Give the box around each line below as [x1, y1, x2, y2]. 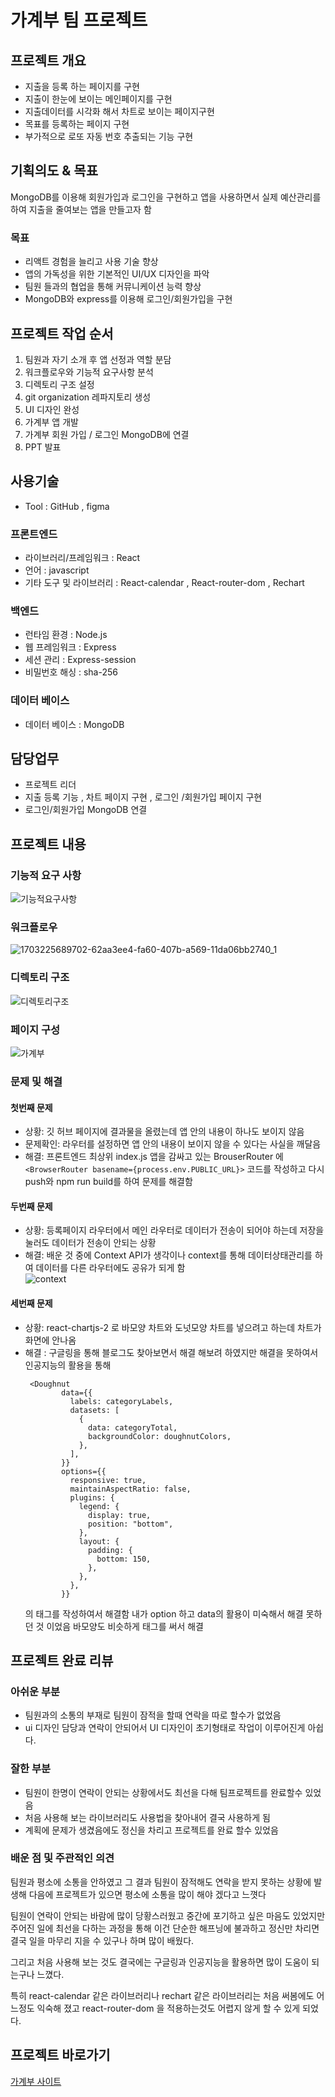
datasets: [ [69, 1405, 120, 1415]
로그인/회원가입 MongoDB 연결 [24, 804, 148, 816]
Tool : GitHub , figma [24, 500, 110, 512]
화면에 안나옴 [24, 1334, 77, 1346]
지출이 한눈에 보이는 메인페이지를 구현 [24, 93, 173, 105]
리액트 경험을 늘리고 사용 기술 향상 [24, 256, 159, 268]
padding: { [88, 1545, 133, 1555]
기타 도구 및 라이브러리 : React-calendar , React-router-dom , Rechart [24, 577, 305, 589]
